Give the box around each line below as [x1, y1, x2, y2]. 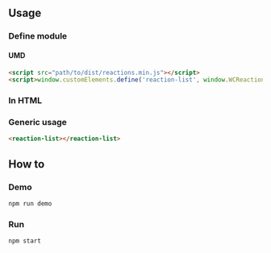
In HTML [8, 95, 43, 106]
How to [8, 157, 45, 171]
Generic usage [8, 117, 67, 128]
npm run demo [8, 200, 52, 208]
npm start [8, 237, 42, 245]
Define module [8, 31, 68, 42]
